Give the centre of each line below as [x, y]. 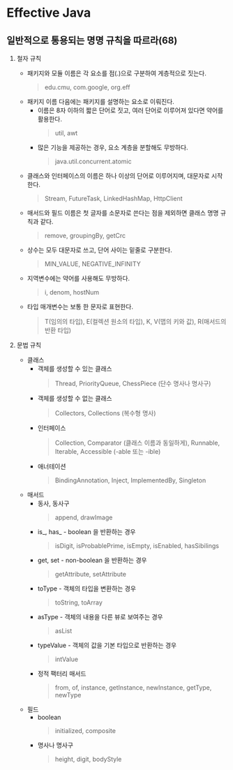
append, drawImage [84, 517]
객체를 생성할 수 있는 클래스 [75, 369]
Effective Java [49, 13]
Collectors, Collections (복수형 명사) [105, 413]
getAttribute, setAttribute [91, 574]
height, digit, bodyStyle [88, 759]
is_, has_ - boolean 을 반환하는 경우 [87, 532]
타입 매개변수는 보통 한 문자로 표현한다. [80, 306]
